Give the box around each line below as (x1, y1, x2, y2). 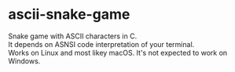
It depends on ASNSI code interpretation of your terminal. (8, 39, 195, 49)
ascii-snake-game (8, 5, 130, 23)
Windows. (8, 56, 41, 66)
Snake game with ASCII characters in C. (8, 31, 138, 41)
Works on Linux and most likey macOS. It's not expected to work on (8, 48, 228, 57)
